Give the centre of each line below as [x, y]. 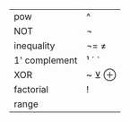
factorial [31, 89]
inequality [35, 46]
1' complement [46, 60]
